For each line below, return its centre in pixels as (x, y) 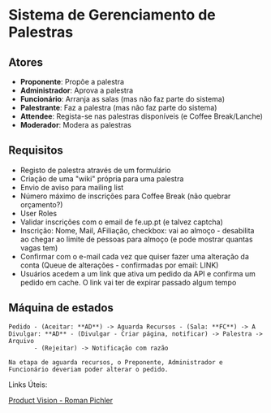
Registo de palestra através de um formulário (95, 170)
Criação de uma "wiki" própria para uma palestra (102, 178)
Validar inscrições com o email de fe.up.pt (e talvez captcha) (121, 222)
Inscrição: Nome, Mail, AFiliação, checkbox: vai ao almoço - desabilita (137, 230)
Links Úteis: (28, 385)
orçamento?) (41, 204)
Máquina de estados (61, 308)
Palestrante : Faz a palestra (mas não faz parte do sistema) (118, 108)
